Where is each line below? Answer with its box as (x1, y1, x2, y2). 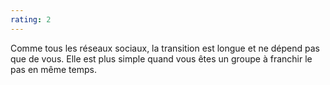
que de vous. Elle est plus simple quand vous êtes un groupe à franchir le (10, 52, 313, 65)
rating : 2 (10, 14, 52, 25)
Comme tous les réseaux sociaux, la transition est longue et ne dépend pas (10, 42, 320, 54)
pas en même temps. (10, 63, 97, 75)
